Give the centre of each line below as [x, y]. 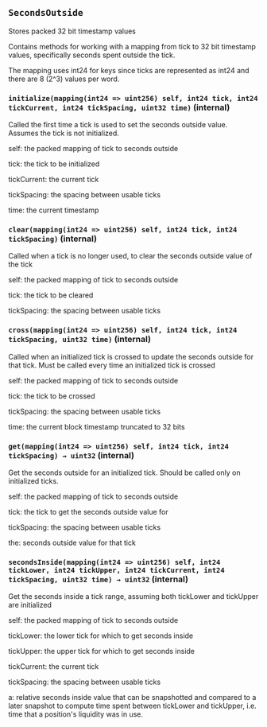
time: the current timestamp [54, 210]
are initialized [30, 605]
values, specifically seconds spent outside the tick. [92, 55]
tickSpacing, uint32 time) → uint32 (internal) [99, 579]
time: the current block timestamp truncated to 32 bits [97, 426]
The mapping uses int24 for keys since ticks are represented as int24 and [129, 70]
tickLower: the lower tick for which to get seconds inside [101, 636]
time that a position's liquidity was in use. [76, 714]
